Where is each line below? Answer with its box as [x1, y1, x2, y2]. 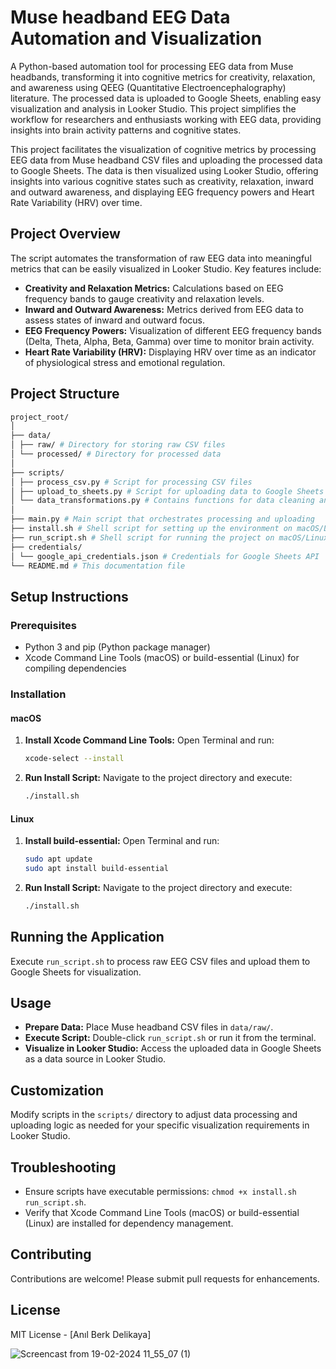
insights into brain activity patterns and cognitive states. [10, 124, 242, 136]
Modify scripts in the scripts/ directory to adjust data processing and [10, 1109, 298, 1121]
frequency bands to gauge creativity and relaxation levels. [24, 292, 265, 305]
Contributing [10, 1246, 92, 1263]
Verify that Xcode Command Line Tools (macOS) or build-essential [24, 1207, 300, 1219]
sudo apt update [24, 854, 93, 865]
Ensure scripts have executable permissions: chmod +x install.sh [24, 1186, 297, 1198]
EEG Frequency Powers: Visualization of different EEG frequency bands [24, 324, 322, 336]
